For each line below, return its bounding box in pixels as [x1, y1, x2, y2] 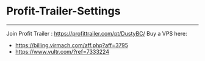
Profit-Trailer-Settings [6, 4, 121, 18]
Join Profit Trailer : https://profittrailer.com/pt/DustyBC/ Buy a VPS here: [6, 30, 187, 37]
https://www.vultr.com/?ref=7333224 [15, 48, 110, 55]
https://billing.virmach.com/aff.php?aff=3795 [15, 41, 129, 49]
